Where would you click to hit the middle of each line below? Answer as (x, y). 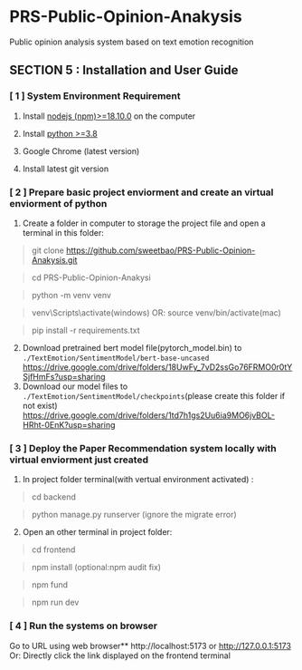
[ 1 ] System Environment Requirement (95, 96)
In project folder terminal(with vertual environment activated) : (138, 480)
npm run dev (55, 602)
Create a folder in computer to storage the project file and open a (144, 223)
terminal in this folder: (63, 232)
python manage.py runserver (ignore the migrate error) (134, 515)
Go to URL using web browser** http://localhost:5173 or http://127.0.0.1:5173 (151, 646)
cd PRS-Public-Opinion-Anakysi (91, 277)
